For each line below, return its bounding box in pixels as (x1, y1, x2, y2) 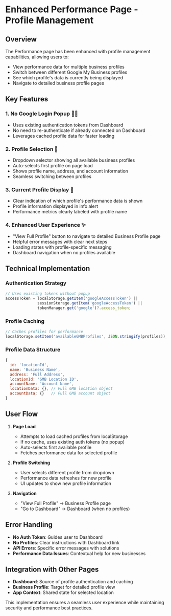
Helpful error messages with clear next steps (12, 238, 108, 245)
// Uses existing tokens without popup (5, 291, 90, 296)
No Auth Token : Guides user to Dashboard (12, 534, 103, 540)
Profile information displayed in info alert (12, 203, 99, 209)
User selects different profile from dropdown (20, 469, 115, 475)
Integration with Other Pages (5, 565, 99, 574)
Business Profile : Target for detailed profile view (12, 584, 116, 590)
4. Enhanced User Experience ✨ (5, 222, 86, 229)
